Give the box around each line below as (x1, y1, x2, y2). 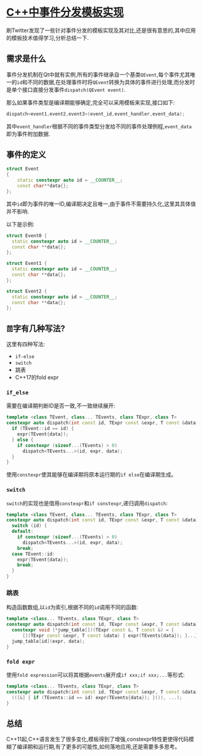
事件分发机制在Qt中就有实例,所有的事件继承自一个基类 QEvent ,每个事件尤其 (6, 71, 190, 78)
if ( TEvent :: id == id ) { (11, 426, 74, 432)
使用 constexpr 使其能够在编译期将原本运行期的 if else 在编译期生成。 (6, 471, 177, 478)
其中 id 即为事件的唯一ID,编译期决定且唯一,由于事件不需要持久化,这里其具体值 (6, 200, 196, 207)
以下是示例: (6, 220, 35, 227)
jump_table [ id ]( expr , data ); (11, 638, 85, 644)
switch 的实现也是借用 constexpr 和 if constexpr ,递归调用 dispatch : (6, 500, 168, 507)
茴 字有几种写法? (6, 323, 65, 333)
